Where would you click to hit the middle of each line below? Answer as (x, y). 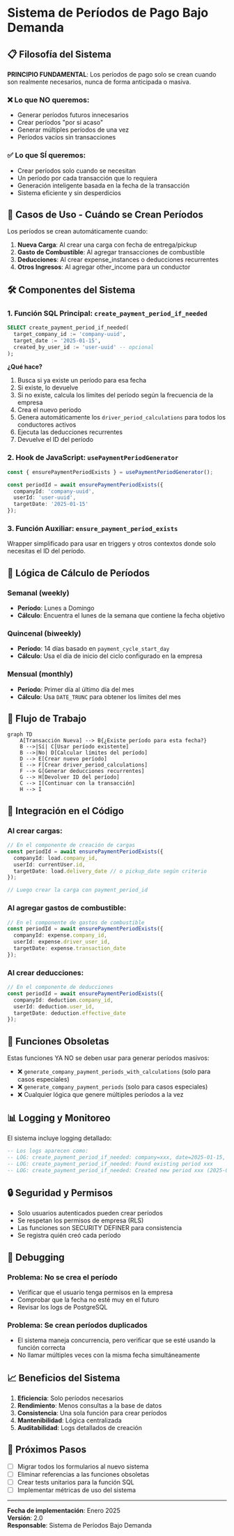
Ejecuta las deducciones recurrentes (70, 432)
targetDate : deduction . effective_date (70, 1013)
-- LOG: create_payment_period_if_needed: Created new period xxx (106, 1170)
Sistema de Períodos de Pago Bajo (108, 13)
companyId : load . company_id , (56, 858)
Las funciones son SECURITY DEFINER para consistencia (100, 1228)
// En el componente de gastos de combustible (76, 922)
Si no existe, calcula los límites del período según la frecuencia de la (115, 395)
